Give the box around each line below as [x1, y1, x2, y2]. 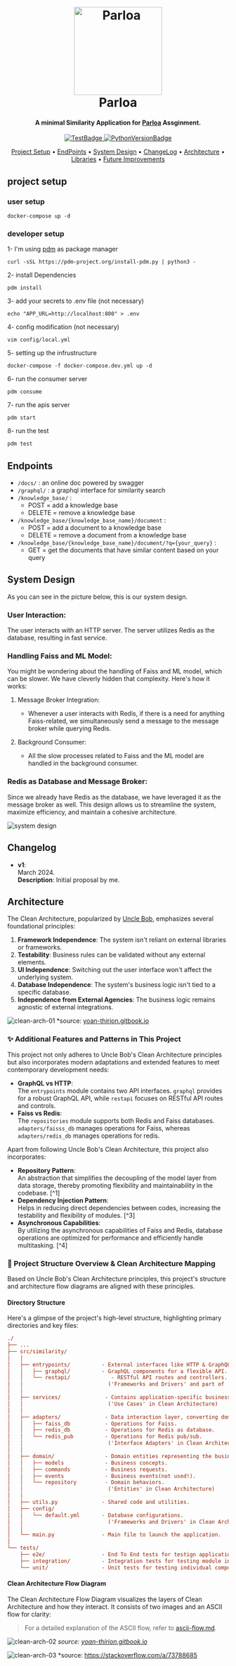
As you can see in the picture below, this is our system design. [7, 592, 188, 601]
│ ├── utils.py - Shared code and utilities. [7, 1499, 190, 1506]
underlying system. [17, 973, 74, 981]
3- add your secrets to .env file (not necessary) [7, 297, 144, 305]
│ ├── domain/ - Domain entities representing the [7, 1453, 212, 1460]
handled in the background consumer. [27, 759, 138, 768]
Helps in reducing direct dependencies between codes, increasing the [17, 1203, 221, 1212]
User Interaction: [7, 610, 67, 620]
